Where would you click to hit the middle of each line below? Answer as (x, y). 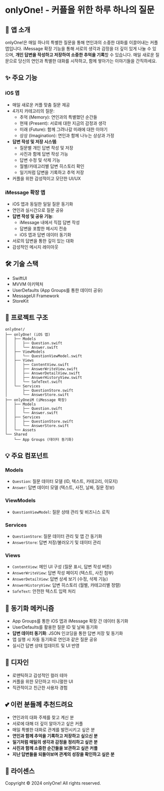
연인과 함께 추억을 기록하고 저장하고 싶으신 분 (55, 735)
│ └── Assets (21, 430)
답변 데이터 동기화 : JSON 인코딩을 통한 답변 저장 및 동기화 (68, 633)
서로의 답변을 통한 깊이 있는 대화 (43, 241)
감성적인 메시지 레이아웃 (35, 247)
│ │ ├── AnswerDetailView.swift (42, 373)
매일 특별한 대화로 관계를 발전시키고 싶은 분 (54, 730)
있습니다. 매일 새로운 (135, 55)
